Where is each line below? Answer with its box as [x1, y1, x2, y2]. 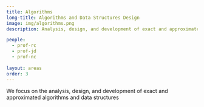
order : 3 [6, 71, 29, 77]
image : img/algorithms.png [6, 20, 75, 26]
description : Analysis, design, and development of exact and [6, 26, 167, 32]
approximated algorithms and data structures [6, 94, 120, 101]
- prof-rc [12, 43, 36, 49]
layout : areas [6, 65, 42, 71]
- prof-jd [12, 48, 36, 55]
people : [6, 37, 26, 43]
